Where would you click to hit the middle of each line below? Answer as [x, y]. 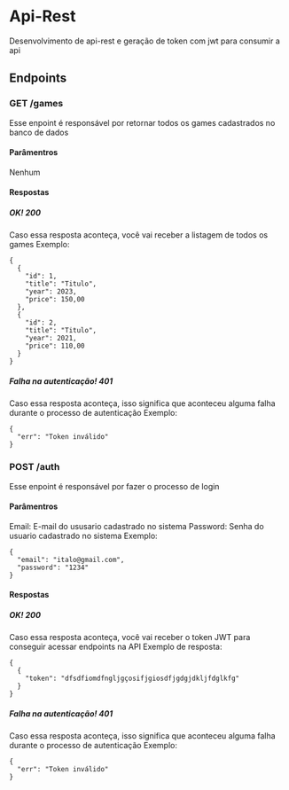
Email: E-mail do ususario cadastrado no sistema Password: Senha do [137, 526]
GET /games [36, 104]
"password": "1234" [53, 567]
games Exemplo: [39, 245]
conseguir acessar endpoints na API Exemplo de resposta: [116, 647]
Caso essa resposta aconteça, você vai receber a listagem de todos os [139, 235]
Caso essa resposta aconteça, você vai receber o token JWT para [130, 637]
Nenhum [25, 172]
